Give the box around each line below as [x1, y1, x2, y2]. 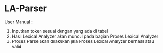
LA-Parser [4, 3, 47, 14]
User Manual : [4, 19, 33, 25]
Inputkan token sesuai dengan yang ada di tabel [11, 28, 108, 34]
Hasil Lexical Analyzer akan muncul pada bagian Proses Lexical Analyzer [11, 33, 159, 39]
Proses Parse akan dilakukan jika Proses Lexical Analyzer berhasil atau [11, 38, 154, 44]
